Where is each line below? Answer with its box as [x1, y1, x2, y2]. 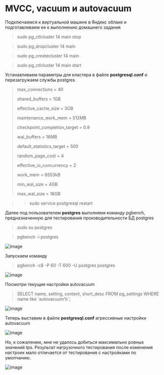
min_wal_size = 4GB [17, 181, 58, 187]
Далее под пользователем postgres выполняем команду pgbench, [5, 210, 145, 215]
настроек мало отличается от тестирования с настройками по [5, 350, 137, 355]
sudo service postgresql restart [29, 200, 93, 206]
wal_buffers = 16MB [17, 134, 57, 140]
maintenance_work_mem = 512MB [17, 115, 87, 120]
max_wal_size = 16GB [17, 190, 61, 196]
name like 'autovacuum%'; [17, 296, 71, 302]
